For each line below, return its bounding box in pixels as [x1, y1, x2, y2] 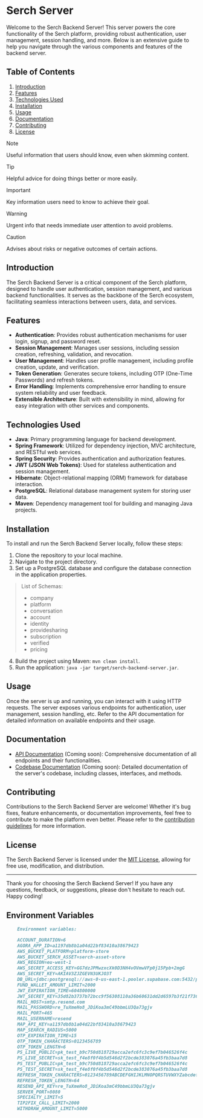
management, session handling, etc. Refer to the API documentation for [6, 710, 184, 717]
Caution [6, 233, 26, 241]
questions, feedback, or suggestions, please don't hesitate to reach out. [6, 886, 185, 894]
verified [30, 639, 50, 646]
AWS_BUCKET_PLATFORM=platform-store [17, 948, 110, 954]
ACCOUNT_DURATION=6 [17, 937, 66, 943]
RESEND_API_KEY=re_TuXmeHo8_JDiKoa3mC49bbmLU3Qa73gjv [17, 1083, 155, 1089]
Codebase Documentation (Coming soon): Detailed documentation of [14, 763, 188, 770]
